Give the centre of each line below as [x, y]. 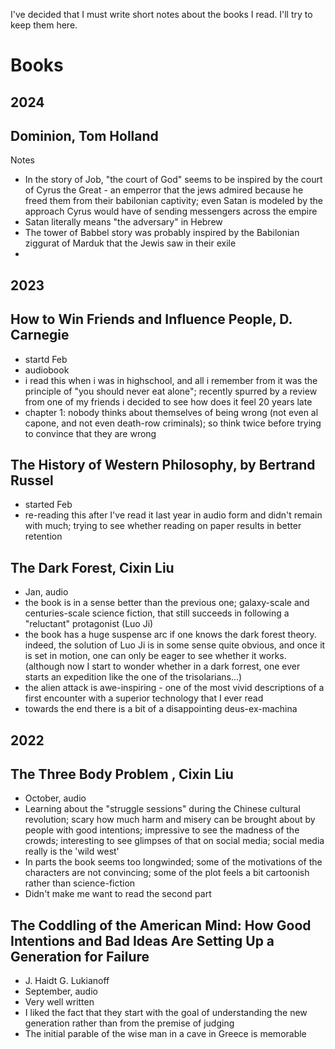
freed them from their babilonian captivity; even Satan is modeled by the [173, 201]
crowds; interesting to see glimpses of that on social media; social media [174, 841]
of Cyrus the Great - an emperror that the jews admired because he [164, 190]
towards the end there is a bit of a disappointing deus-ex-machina [161, 709]
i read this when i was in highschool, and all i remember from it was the [171, 380]
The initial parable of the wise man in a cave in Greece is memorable [165, 1034]
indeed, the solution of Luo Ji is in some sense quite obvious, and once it [175, 645]
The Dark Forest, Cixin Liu [92, 567]
